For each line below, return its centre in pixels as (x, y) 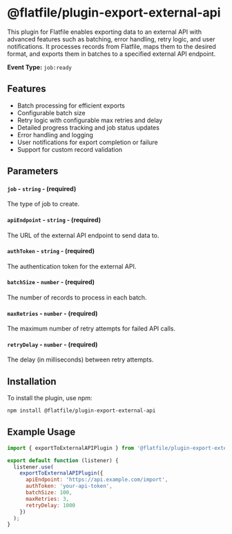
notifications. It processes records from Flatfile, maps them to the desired (112, 46)
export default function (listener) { (63, 460)
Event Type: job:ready (40, 67)
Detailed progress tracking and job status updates (88, 127)
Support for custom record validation (70, 149)
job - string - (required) (42, 188)
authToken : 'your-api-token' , (69, 486)
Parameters (33, 171)
